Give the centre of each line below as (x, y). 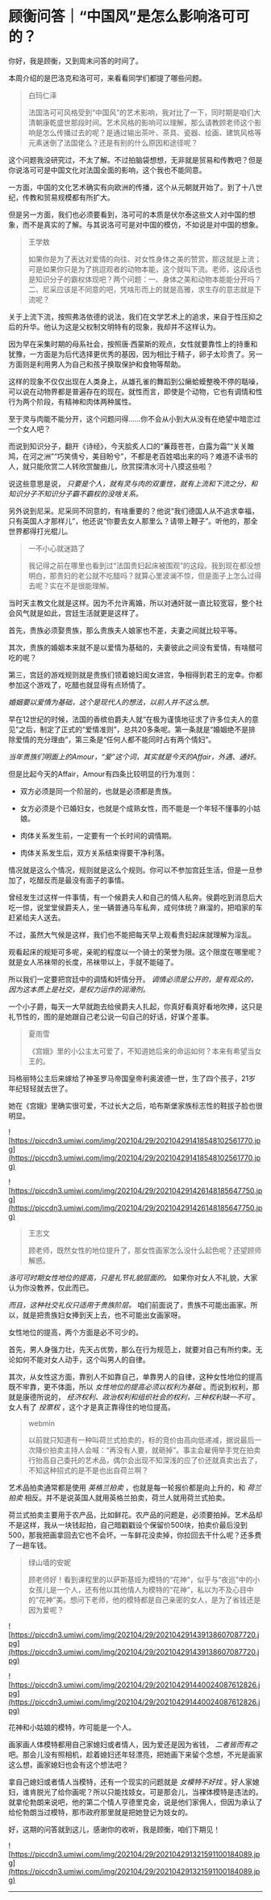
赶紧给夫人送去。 (37, 917)
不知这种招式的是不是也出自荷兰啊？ (88, 1470)
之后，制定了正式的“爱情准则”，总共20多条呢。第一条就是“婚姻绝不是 (134, 729)
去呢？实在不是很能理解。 (71, 585)
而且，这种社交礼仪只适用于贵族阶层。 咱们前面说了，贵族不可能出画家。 (129, 1304)
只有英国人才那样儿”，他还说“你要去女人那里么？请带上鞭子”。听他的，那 (130, 521)
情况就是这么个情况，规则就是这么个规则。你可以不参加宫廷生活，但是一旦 (132, 870)
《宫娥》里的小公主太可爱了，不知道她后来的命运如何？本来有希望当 (141, 1051)
